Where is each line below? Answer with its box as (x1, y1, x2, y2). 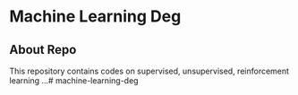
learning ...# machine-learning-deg (9, 75, 139, 86)
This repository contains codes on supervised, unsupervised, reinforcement (9, 65, 289, 76)
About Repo (9, 42, 77, 57)
